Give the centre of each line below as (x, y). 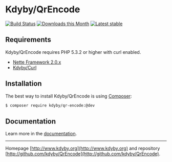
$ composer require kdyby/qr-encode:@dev (50, 105)
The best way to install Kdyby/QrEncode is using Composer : (69, 96)
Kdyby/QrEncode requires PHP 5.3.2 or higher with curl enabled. (73, 52)
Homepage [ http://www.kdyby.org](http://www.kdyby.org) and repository (83, 148)
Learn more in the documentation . (41, 134)
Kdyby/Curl (25, 67)
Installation (24, 84)
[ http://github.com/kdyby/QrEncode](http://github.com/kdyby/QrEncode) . (83, 154)
